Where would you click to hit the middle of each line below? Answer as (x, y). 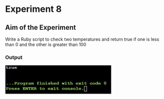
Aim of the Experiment (41, 27)
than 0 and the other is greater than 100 (46, 45)
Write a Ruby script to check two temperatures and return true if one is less (82, 39)
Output (14, 57)
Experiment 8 (34, 9)
